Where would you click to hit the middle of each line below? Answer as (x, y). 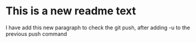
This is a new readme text (71, 11)
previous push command (36, 33)
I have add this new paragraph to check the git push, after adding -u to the (98, 27)
